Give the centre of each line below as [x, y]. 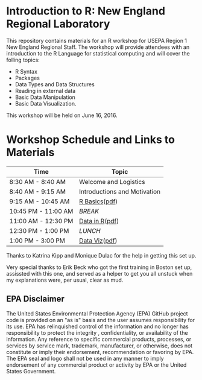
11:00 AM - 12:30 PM [41, 221]
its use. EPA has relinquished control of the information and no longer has [97, 326]
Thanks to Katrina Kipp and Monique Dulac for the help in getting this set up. [101, 255]
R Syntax [26, 71]
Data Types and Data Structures [55, 84]
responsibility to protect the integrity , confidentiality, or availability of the [97, 332]
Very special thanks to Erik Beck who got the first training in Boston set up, [99, 267]
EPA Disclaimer [36, 299]
